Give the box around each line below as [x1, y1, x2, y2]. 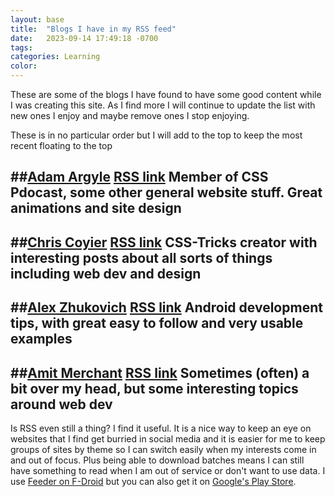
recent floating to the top [10, 140, 113, 151]
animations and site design [10, 200, 182, 217]
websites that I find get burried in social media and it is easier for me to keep [10, 432, 326, 445]
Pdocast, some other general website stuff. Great [10, 184, 323, 201]
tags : [10, 42, 33, 53]
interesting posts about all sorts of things [10, 249, 273, 266]
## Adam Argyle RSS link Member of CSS [10, 169, 269, 186]
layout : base [10, 14, 65, 25]
